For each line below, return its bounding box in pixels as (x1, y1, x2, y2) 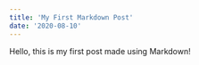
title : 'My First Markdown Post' (9, 12, 134, 22)
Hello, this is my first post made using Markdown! (9, 45, 191, 56)
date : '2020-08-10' (9, 21, 82, 30)
